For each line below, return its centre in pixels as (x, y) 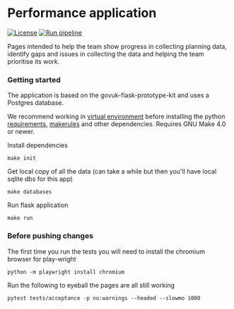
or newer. (21, 132)
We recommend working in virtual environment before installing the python (116, 117)
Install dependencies (38, 145)
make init (22, 158)
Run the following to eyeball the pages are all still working (91, 285)
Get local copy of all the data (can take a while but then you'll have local (112, 172)
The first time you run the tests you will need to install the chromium (106, 251)
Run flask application (38, 205)
